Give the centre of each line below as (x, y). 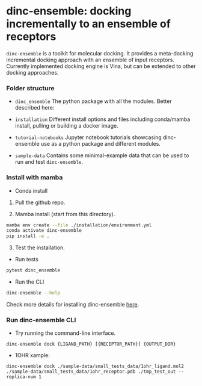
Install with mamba (35, 178)
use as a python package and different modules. (101, 144)
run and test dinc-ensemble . (49, 162)
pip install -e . (28, 236)
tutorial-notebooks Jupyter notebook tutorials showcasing (88, 137)
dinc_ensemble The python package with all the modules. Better (93, 101)
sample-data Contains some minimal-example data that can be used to (102, 155)
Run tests (27, 260)
